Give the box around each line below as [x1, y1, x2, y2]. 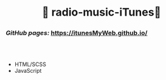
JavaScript [14, 67, 42, 74]
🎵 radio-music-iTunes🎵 [41, 5, 162, 19]
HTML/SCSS [14, 60, 47, 68]
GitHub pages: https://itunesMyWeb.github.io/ [5, 29, 148, 37]
